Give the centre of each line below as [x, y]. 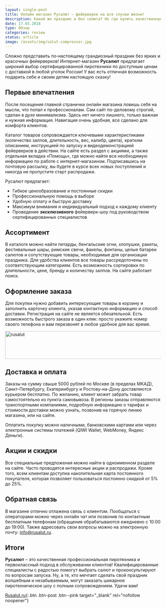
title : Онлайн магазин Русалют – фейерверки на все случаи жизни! [75, 14]
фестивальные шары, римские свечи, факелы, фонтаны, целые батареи [81, 249]
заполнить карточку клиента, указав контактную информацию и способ [82, 309]
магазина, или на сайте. [30, 415]
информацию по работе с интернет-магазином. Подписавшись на [75, 161]
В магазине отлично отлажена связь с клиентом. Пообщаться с [73, 511]
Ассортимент [27, 232]
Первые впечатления [40, 93]
